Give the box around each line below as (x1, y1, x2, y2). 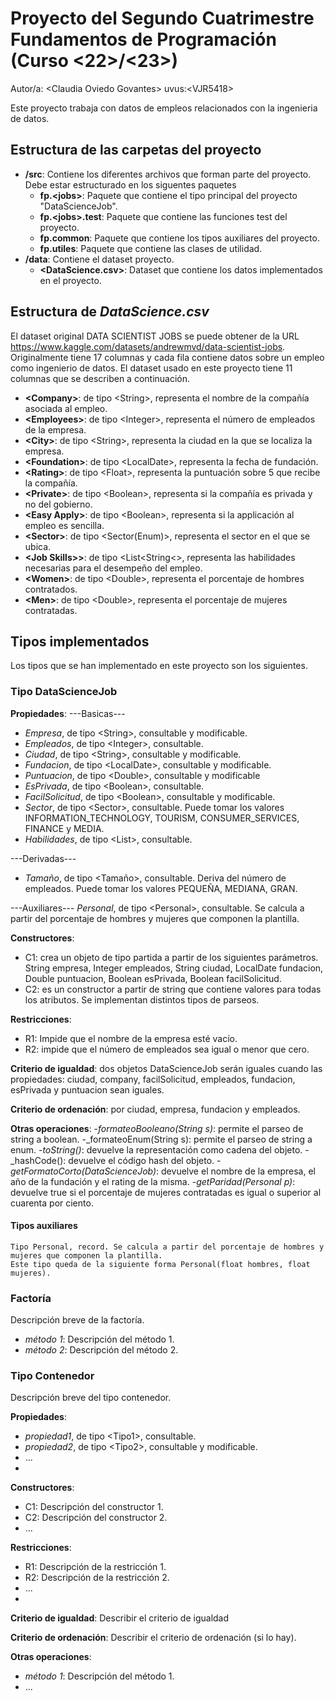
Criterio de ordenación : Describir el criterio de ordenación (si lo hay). (10, 1632, 297, 1644)
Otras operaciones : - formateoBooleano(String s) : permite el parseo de (10, 1122, 304, 1134)
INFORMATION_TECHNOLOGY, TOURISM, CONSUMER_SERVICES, (24, 812, 300, 824)
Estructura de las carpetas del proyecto (10, 142, 262, 159)
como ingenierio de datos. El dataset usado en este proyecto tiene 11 (10, 362, 293, 374)
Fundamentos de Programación (10, 28, 277, 51)
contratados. (24, 583, 78, 595)
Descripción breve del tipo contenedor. (10, 1392, 172, 1404)
